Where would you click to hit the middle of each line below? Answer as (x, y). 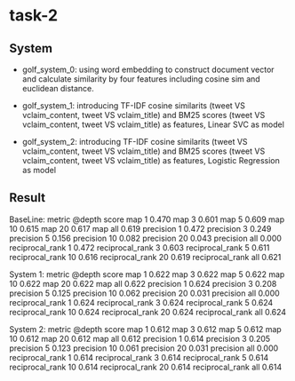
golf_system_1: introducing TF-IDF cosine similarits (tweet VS (134, 106)
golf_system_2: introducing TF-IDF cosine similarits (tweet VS (135, 142)
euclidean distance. (58, 88)
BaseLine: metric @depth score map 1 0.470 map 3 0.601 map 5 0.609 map (147, 219)
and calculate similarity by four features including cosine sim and (141, 79)
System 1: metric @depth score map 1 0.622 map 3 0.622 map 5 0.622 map (147, 274)
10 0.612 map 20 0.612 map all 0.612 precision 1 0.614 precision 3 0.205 (140, 338)
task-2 (34, 16)
